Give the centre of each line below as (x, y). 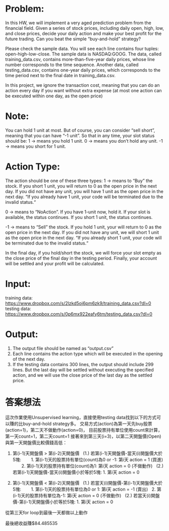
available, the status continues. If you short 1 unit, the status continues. (79, 217)
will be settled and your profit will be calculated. (55, 263)
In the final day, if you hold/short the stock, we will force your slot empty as (83, 253)
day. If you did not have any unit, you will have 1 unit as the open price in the (84, 191)
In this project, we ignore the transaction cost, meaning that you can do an (82, 85)
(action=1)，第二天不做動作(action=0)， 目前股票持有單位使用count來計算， (84, 430)
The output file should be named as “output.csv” (63, 348)
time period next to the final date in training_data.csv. (61, 75)
